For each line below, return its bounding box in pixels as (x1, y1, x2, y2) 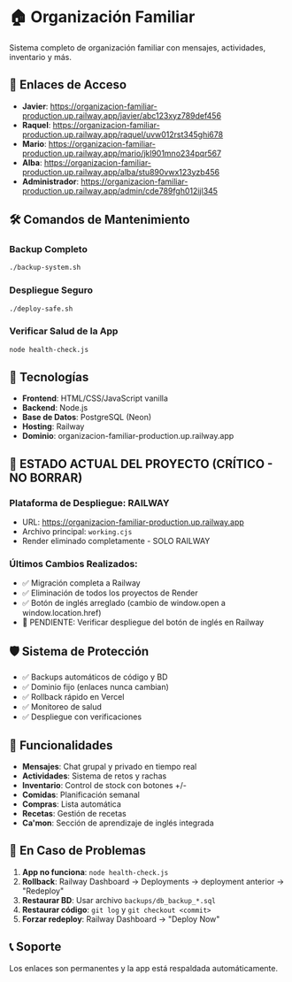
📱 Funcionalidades (9, 738, 113, 753)
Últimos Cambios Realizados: (9, 558, 139, 571)
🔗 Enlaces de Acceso (9, 77, 127, 93)
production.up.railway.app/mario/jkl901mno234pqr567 (21, 148, 222, 158)
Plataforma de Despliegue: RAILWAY (9, 496, 170, 509)
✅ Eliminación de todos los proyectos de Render (21, 587, 199, 598)
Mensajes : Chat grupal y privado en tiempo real (21, 762, 197, 772)
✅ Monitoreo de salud (21, 702, 102, 712)
